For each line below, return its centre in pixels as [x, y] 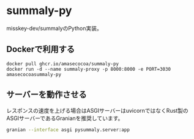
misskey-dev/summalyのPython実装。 [54, 28]
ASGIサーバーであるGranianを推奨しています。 [65, 118]
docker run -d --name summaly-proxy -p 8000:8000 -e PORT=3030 [89, 69]
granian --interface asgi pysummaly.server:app [68, 130]
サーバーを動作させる [47, 95]
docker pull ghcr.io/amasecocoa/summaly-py [63, 64]
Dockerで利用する [41, 49]
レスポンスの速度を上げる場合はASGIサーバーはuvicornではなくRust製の [97, 110]
